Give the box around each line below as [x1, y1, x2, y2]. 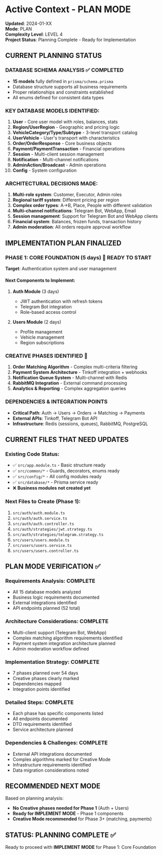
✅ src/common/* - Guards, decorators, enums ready [12, 468, 120, 474]
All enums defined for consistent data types [12, 94, 104, 100]
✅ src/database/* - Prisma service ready [12, 479, 99, 485]
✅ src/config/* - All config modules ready [12, 474, 102, 480]
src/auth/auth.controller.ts [12, 521, 74, 526]
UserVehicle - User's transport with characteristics [12, 135, 120, 141]
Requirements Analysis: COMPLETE [5, 577, 96, 584]
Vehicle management [20, 334, 65, 340]
